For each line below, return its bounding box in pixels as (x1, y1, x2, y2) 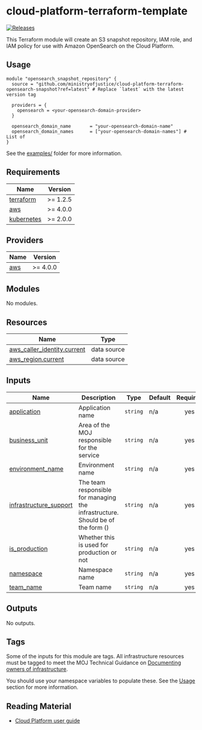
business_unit (9, 436, 48, 444)
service (78, 451, 100, 459)
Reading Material (6, 701, 72, 711)
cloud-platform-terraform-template (6, 4, 188, 18)
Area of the (78, 421, 110, 429)
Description (81, 393, 116, 401)
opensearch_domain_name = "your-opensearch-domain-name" (11, 123, 173, 129)
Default (149, 393, 171, 401)
